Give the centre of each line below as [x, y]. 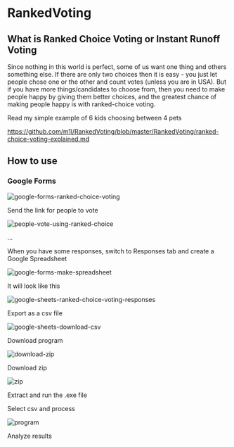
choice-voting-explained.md [48, 139]
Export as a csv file [35, 313]
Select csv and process [41, 408]
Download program [35, 340]
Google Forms [32, 181]
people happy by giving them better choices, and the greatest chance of [112, 97]
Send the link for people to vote [53, 210]
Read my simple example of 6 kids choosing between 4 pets [95, 118]
